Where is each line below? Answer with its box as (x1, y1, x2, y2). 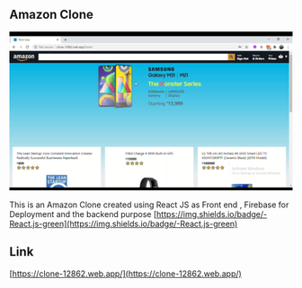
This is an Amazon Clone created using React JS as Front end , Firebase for (9, 199, 289, 210)
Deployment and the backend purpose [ (9, 208, 157, 219)
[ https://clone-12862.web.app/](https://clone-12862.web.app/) (9, 268, 243, 279)
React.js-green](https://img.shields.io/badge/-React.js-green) (9, 218, 238, 229)
